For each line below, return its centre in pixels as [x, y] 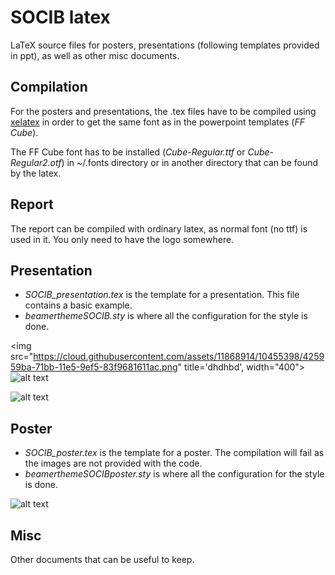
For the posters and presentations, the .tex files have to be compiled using [163, 111]
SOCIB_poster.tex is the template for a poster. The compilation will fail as [174, 453]
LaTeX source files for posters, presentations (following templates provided [165, 45]
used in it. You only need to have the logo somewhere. [122, 239]
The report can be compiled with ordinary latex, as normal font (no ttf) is [159, 228]
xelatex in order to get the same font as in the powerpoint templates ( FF [157, 122]
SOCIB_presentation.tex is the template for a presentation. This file [162, 295]
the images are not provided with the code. [113, 463]
